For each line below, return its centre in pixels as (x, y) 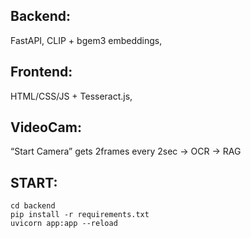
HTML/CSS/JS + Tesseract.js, (71, 96)
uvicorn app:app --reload (64, 224)
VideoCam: (46, 127)
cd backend (33, 206)
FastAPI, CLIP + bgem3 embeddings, (86, 40)
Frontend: (41, 72)
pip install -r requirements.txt (80, 215)
